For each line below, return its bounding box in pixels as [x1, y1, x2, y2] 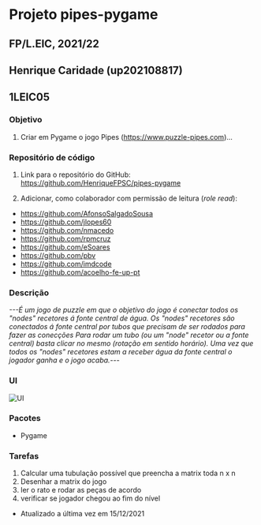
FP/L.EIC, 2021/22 [9, 37, 99, 51]
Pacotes [9, 413, 42, 424]
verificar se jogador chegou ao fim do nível [20, 493, 161, 503]
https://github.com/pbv [20, 250, 96, 260]
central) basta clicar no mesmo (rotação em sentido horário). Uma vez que [9, 339, 254, 348]
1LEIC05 [9, 91, 50, 104]
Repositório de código [9, 152, 95, 163]
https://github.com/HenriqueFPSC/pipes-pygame [20, 178, 181, 187]
